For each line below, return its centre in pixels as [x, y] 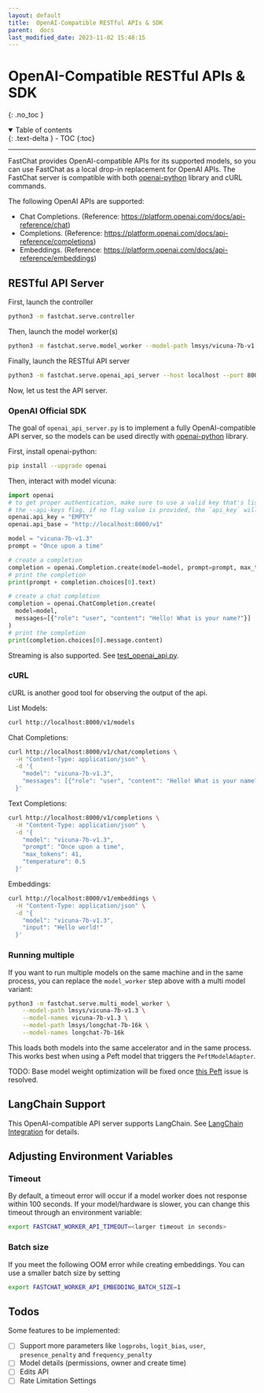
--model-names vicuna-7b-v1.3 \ [75, 1018]
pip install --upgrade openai [58, 466]
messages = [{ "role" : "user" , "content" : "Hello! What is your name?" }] [133, 618]
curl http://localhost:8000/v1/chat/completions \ [93, 752]
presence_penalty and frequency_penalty [86, 1354]
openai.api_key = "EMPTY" [50, 517]
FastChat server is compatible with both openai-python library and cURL [125, 178]
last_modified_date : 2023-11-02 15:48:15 [77, 37]
